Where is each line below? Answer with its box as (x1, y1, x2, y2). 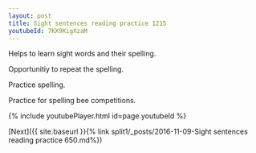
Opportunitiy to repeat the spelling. (8, 64, 124, 74)
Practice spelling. (8, 80, 66, 89)
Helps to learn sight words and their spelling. (8, 49, 156, 59)
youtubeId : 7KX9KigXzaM (8, 27, 88, 35)
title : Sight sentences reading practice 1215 (8, 19, 167, 27)
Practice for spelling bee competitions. (8, 96, 136, 105)
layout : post (8, 11, 52, 20)
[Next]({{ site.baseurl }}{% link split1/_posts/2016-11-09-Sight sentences (8, 126, 249, 137)
